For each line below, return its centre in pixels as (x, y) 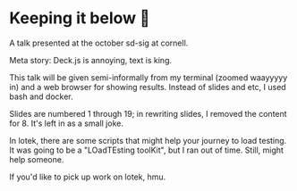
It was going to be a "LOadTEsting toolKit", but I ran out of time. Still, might (147, 150)
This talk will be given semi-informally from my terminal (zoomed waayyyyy (148, 77)
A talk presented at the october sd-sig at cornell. (99, 43)
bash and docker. (41, 96)
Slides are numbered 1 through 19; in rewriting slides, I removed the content (148, 113)
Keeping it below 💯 (80, 18)
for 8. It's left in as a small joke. (66, 123)
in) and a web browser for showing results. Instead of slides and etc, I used (148, 87)
